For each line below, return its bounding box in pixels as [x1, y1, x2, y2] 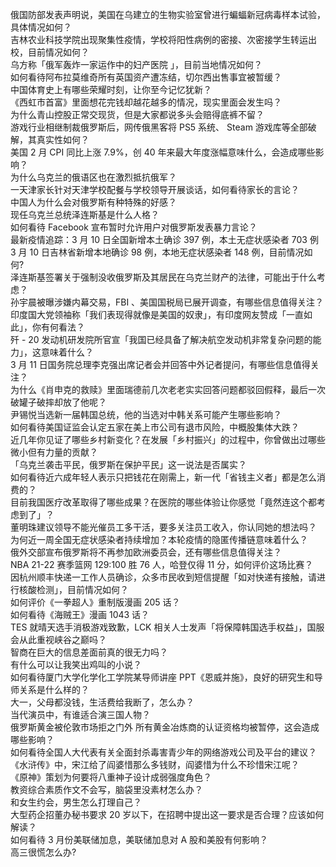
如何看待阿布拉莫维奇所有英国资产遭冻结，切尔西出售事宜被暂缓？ [10, 71, 282, 83]
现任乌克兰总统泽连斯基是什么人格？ [10, 209, 160, 220]
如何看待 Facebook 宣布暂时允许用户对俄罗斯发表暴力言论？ [10, 221, 258, 233]
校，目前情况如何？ [10, 46, 90, 58]
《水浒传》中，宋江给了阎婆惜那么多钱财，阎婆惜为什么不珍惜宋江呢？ [10, 759, 300, 770]
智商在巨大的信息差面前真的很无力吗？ [10, 646, 168, 658]
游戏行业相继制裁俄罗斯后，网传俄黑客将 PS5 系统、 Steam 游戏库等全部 [10, 121, 308, 133]
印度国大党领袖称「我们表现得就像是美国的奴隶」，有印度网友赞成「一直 [10, 309, 304, 320]
